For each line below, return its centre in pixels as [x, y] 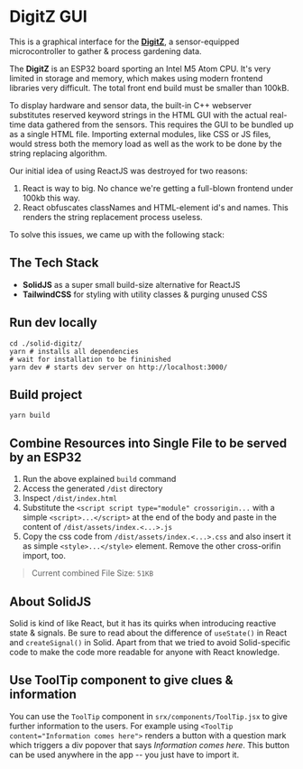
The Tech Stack [54, 263]
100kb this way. [51, 198]
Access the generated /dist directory [92, 488]
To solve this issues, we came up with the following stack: [117, 234]
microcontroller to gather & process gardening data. [106, 51]
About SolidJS [50, 602]
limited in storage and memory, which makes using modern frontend [136, 78]
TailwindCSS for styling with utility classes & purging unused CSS [145, 294]
